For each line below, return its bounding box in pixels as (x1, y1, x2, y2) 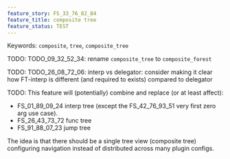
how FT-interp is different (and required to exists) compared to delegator (7, 75, 213, 84)
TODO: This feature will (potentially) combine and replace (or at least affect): (7, 88, 224, 97)
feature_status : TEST (7, 23, 69, 29)
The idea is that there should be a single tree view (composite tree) (7, 137, 197, 145)
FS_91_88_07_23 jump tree (16, 124, 91, 132)
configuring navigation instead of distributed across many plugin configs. (7, 145, 214, 153)
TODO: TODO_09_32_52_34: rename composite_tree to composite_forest (7, 55, 212, 63)
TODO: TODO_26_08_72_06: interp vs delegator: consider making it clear (7, 68, 213, 76)
